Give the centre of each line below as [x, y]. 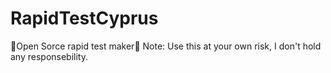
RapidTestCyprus [84, 18]
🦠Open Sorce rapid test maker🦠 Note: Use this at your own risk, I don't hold [166, 46]
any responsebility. [49, 56]
